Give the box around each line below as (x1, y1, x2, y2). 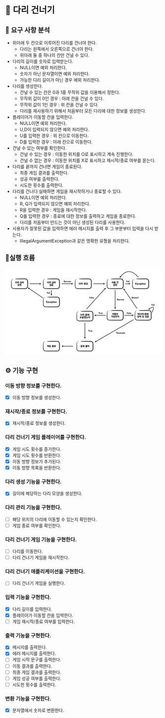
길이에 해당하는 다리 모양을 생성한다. (12, 491, 82, 497)
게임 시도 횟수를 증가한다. (12, 446, 62, 452)
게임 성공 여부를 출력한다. (12, 675, 62, 681)
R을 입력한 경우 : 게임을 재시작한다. (19, 207, 87, 213)
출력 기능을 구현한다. (5, 632, 51, 639)
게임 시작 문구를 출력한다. (12, 657, 62, 663)
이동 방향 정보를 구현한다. (5, 382, 62, 389)
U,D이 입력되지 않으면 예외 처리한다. (19, 127, 89, 132)
